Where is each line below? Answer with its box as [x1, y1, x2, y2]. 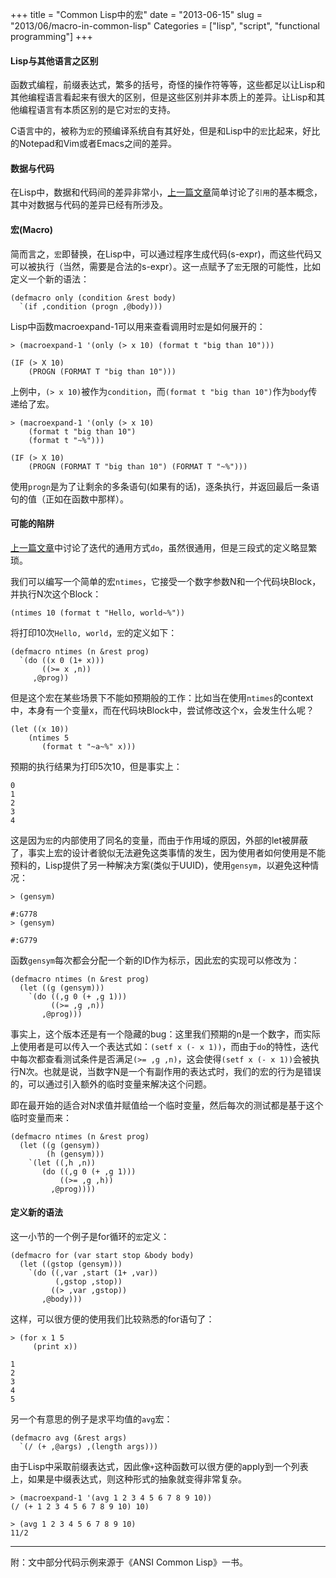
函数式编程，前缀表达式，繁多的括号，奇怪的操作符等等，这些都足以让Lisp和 [10, 79, 326, 91]
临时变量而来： [10, 1111, 72, 1123]
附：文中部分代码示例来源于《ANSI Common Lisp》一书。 [10, 1556, 248, 1568]
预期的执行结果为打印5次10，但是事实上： [10, 760, 183, 772]
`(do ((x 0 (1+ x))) [19, 655, 105, 665]
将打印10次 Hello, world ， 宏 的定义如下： [10, 626, 178, 638]
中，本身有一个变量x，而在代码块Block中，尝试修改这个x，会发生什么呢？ [10, 704, 315, 716]
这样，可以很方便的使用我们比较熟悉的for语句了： [10, 1313, 215, 1325]
